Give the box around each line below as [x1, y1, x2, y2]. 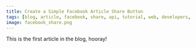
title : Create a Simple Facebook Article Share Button [6, 8, 144, 15]
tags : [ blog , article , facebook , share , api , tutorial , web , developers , [6, 14, 191, 20]
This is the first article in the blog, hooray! [6, 36, 107, 43]
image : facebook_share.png [6, 19, 72, 25]
